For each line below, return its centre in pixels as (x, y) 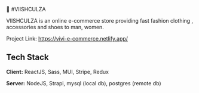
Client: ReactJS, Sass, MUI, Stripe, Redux (58, 72)
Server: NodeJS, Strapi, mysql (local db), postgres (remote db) (84, 83)
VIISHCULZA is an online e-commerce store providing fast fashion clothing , (100, 21)
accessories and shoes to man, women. (55, 27)
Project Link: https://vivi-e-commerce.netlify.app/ (67, 38)
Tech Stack (27, 58)
